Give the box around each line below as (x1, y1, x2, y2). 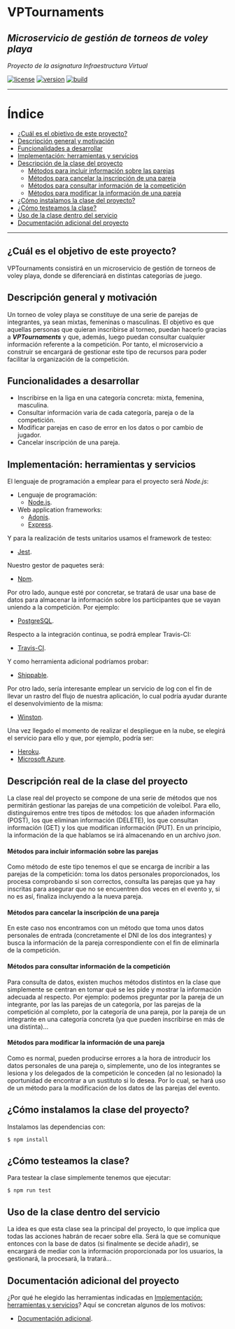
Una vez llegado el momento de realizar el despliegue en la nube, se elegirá (7, 726, 226, 735)
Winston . (17, 713, 43, 722)
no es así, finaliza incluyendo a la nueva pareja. (7, 892, 143, 901)
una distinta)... (7, 1022, 49, 1031)
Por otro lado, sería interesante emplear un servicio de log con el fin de (7, 684, 212, 693)
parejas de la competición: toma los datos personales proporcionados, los (7, 870, 220, 878)
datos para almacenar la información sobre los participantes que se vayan (7, 596, 221, 604)
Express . (27, 521, 54, 529)
